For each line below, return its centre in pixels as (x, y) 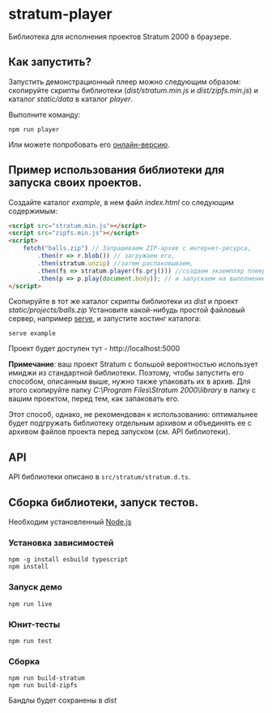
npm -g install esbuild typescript (68, 560)
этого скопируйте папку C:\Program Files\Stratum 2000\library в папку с (132, 390)
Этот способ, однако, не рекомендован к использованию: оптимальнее (133, 414)
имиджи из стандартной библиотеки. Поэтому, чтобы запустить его (126, 373)
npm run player (34, 129)
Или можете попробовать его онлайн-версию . (89, 144)
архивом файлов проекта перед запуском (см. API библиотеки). (119, 432)
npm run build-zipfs (43, 685)
